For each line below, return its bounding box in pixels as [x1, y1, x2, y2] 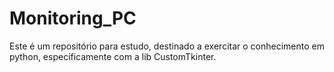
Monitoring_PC [9, 7, 137, 30]
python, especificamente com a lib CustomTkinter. [9, 50, 217, 62]
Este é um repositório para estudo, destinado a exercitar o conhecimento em [9, 40, 325, 52]
